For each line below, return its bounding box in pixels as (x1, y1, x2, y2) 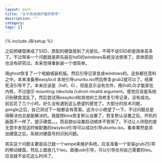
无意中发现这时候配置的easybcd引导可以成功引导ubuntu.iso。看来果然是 (5, 125, 149, 131)
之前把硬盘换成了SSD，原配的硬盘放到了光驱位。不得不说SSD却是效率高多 (5, 48, 153, 54)
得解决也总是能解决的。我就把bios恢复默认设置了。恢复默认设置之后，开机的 (5, 113, 157, 119)
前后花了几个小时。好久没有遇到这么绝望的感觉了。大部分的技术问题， (5, 101, 145, 107)
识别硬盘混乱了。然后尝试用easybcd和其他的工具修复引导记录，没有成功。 (5, 95, 153, 100)
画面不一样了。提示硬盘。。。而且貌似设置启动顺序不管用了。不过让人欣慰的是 (5, 119, 157, 124)
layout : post (5, 7, 31, 12)
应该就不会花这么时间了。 (5, 153, 56, 159)
